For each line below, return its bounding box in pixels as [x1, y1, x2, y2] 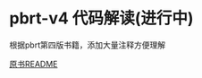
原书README [9, 58, 58, 69]
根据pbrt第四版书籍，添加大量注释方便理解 [9, 39, 166, 50]
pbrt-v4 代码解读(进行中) [9, 8, 194, 29]
